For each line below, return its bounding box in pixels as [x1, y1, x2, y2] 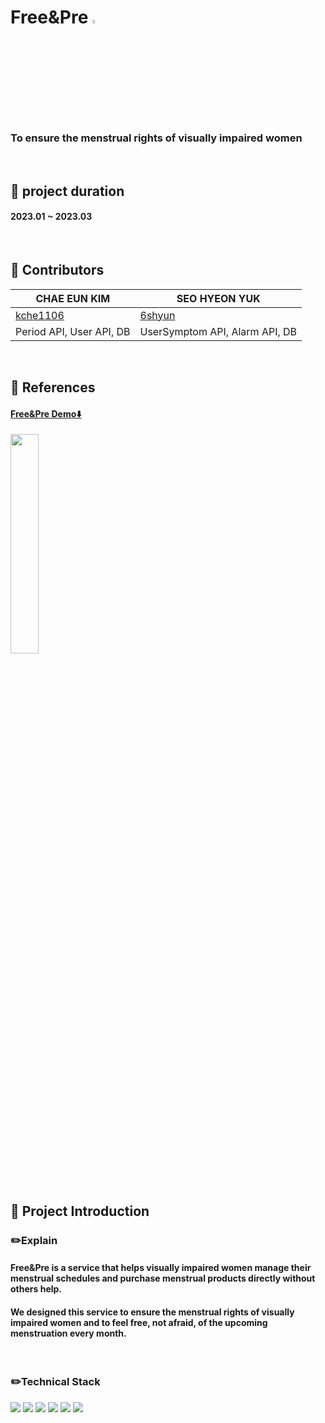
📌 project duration [10, 182, 125, 200]
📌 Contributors [10, 262, 105, 279]
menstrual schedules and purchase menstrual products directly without [10, 1272, 316, 1285]
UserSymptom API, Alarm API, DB [139, 324, 298, 338]
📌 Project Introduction [10, 1202, 150, 1220]
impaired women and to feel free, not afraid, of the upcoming [10, 1316, 268, 1328]
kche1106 [15, 308, 65, 322]
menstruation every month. [10, 1327, 127, 1339]
